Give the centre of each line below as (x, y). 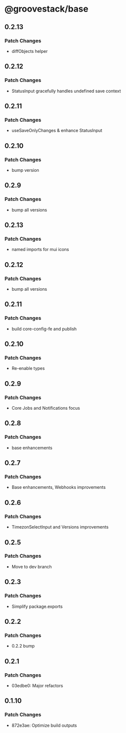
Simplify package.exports (37, 606)
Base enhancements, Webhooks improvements (59, 487)
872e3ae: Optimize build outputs (44, 725)
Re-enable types (28, 368)
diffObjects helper (30, 51)
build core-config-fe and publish (44, 329)
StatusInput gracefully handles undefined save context (66, 91)
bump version (25, 170)
